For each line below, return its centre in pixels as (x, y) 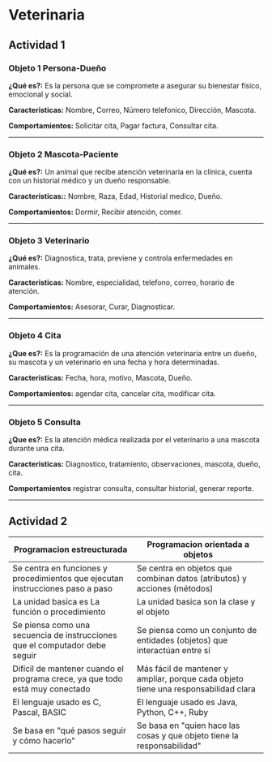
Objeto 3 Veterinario (49, 241)
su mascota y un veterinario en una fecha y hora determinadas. (114, 362)
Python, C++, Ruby (172, 712)
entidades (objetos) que (182, 640)
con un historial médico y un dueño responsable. (90, 181)
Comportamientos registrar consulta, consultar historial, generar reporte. (131, 489)
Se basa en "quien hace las (188, 725)
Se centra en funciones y (60, 568)
